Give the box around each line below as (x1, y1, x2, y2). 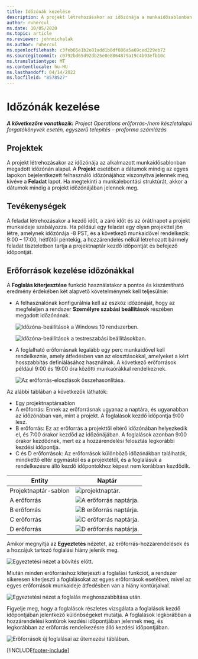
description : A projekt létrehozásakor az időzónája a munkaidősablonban (7, 14, 193, 20)
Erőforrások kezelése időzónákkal (7, 266, 135, 276)
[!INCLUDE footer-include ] (7, 647, 70, 654)
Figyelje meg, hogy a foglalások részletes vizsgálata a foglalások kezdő (7, 605, 181, 612)
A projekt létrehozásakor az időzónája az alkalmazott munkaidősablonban (7, 159, 186, 166)
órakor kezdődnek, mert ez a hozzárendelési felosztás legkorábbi (15, 437, 175, 444)
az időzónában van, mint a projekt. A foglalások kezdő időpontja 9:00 (15, 412, 184, 419)
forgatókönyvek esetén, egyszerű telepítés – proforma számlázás (7, 126, 167, 133)
